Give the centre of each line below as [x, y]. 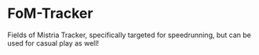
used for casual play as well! [53, 43]
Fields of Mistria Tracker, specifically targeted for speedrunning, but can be [129, 35]
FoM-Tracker [50, 14]
